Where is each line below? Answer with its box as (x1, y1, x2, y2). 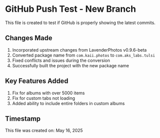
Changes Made (5, 34, 52, 42)
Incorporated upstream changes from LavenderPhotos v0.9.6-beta (12, 47, 147, 53)
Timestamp (5, 114, 41, 123)
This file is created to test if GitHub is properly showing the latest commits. (5, 20, 156, 26)
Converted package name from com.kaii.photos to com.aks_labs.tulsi (12, 52, 155, 58)
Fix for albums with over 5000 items (12, 90, 85, 96)
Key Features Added (5, 77, 69, 85)
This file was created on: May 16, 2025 (5, 128, 83, 134)
